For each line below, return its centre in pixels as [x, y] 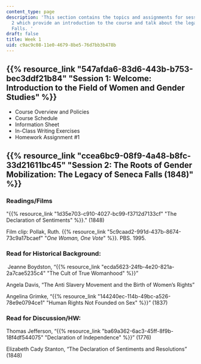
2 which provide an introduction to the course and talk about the [98, 23]
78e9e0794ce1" [26, 302]
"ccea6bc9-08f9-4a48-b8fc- [134, 156]
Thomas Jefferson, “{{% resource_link [54, 331]
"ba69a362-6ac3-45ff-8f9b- [137, 331]
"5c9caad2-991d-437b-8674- [144, 232]
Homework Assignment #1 [47, 137]
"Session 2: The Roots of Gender [130, 165]
